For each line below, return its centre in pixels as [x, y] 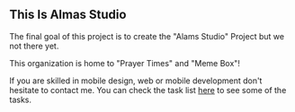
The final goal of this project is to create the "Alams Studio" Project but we [147, 36]
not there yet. [34, 46]
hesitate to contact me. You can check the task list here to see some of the [148, 90]
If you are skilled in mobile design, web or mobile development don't [136, 81]
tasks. [21, 99]
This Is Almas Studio [68, 15]
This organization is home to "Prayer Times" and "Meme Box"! [125, 63]
